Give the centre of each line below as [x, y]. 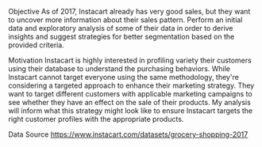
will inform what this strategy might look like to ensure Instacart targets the [130, 111]
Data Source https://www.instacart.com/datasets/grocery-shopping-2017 [128, 134]
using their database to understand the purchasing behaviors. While [119, 69]
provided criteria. [37, 45]
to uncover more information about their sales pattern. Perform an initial [125, 20]
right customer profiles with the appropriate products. [96, 119]
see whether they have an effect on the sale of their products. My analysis [130, 102]
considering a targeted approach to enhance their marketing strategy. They [131, 85]
